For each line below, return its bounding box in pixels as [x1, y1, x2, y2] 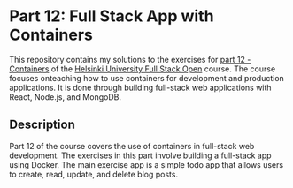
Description [9, 117, 75, 132]
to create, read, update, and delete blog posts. [9, 169, 179, 179]
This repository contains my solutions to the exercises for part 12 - [9, 54, 251, 64]
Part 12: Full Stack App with [9, 6, 214, 26]
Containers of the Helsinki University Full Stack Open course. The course [9, 64, 276, 74]
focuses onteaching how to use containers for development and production [9, 72, 285, 83]
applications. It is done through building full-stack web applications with [9, 82, 272, 93]
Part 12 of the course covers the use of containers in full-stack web [9, 140, 255, 151]
